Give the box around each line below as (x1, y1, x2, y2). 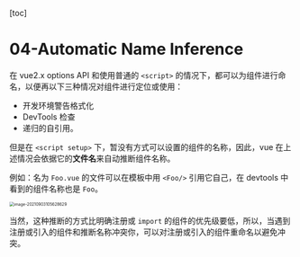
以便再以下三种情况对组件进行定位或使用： (24, 81, 183, 92)
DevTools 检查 (22, 111, 76, 122)
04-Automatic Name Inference (9, 40, 244, 59)
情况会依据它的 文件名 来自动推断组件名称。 (16, 153, 176, 164)
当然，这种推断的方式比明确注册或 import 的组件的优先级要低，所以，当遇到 (9, 215, 291, 226)
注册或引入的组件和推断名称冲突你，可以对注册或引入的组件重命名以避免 (9, 226, 277, 237)
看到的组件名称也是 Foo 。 (9, 183, 104, 194)
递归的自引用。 (22, 122, 78, 133)
